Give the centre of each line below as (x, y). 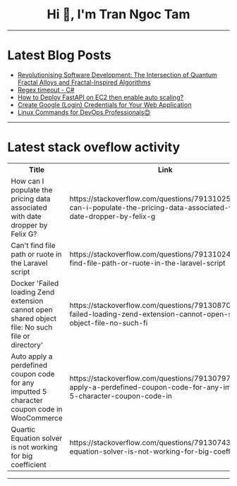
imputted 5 (29, 392)
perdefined (29, 365)
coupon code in (37, 409)
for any (23, 382)
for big (22, 456)
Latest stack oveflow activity (94, 148)
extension (27, 301)
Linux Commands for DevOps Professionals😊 (84, 112)
